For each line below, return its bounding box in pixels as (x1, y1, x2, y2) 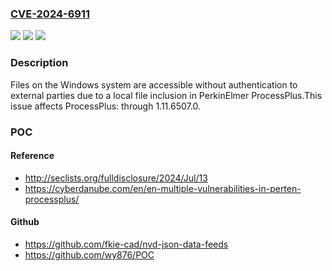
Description (10, 56, 69, 70)
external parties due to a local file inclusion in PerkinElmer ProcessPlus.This (10, 89, 323, 101)
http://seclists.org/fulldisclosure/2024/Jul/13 (24, 172, 208, 184)
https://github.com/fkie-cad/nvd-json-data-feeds (24, 238, 229, 250)
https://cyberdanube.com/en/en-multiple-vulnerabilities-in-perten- (24, 182, 302, 194)
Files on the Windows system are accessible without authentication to (10, 78, 298, 91)
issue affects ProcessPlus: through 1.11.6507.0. (10, 100, 201, 112)
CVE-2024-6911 (10, 7, 91, 21)
